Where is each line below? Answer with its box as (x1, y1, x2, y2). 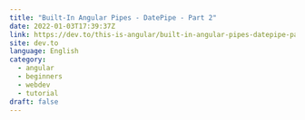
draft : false (9, 97, 59, 106)
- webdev (17, 80, 51, 89)
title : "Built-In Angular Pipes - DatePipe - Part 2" (9, 13, 218, 23)
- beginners (17, 72, 64, 81)
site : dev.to (9, 38, 59, 48)
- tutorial (17, 88, 59, 97)
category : (9, 55, 47, 64)
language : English (9, 47, 79, 56)
